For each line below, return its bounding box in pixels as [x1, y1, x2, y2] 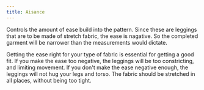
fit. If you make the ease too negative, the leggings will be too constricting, [6, 57, 194, 64]
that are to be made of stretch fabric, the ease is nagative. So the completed [6, 32, 199, 40]
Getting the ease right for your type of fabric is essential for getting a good [6, 50, 194, 58]
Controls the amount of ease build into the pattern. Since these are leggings [6, 26, 197, 33]
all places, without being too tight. [6, 77, 92, 84]
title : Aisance [6, 9, 45, 15]
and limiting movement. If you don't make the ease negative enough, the [6, 64, 188, 71]
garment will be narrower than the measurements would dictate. [6, 39, 168, 46]
